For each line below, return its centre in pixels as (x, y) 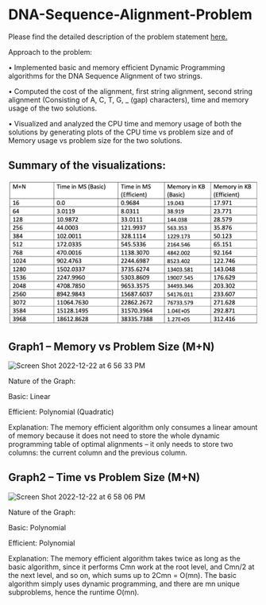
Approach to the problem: (50, 52)
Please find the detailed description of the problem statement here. (118, 37)
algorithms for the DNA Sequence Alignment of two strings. (105, 76)
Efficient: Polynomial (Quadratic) (61, 412)
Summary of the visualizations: (87, 166)
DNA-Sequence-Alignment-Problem (130, 15)
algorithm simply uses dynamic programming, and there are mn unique (124, 584)
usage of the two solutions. (53, 108)
